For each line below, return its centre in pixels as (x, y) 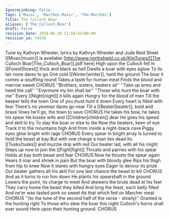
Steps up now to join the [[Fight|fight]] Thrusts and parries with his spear (81, 150)
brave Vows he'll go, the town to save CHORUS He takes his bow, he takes (82, 112)
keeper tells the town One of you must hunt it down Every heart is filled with (84, 101)
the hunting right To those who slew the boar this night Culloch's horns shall (84, 203)
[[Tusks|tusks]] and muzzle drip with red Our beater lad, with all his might (81, 144)
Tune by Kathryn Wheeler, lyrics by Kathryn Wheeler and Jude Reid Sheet (82, 52)
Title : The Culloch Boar (31, 19)
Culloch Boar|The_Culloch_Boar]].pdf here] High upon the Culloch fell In (80, 63)
